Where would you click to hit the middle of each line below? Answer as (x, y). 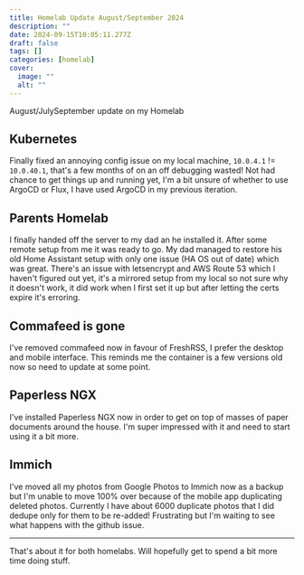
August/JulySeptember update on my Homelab (97, 110)
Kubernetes (43, 140)
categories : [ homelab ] (52, 60)
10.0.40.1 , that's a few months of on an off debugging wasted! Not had (142, 170)
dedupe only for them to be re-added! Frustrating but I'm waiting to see (142, 515)
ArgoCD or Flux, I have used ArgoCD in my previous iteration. (123, 190)
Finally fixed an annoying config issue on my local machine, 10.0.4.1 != (142, 161)
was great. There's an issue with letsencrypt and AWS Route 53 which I (142, 269)
